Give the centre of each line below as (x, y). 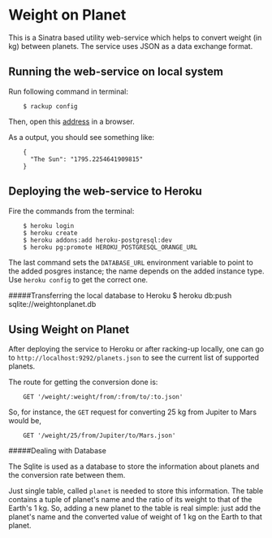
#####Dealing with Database (58, 451)
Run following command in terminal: (68, 91)
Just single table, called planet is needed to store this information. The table (136, 491)
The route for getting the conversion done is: (83, 382)
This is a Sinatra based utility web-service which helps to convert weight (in (135, 37)
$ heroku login (49, 225)
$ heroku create (51, 233)
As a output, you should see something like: (82, 137)
